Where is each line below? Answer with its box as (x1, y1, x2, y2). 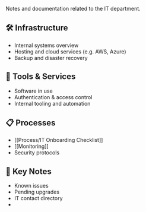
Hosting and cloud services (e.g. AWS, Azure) (14, 48, 126, 55)
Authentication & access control (14, 93, 93, 100)
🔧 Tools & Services (5, 71, 76, 82)
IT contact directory (14, 195, 63, 202)
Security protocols (14, 149, 60, 156)
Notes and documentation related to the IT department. (5, 5, 141, 12)
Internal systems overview (14, 42, 79, 49)
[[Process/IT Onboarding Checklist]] (14, 137, 103, 144)
